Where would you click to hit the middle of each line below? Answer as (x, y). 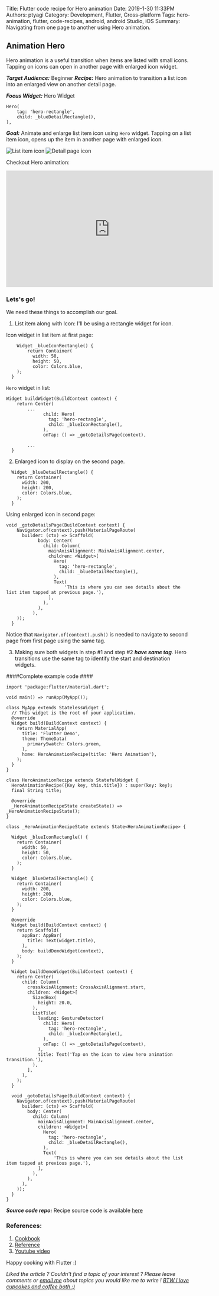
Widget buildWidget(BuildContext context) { (62, 399)
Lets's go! (21, 299)
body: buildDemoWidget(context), (63, 951)
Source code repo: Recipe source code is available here (75, 1211)
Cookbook (27, 1239)
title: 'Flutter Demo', (51, 734)
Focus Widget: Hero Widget (40, 96)
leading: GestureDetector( (71, 1019)
